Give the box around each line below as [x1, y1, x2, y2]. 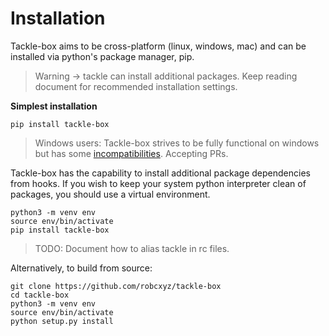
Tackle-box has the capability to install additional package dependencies [10, 167, 311, 179]
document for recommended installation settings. [34, 80, 238, 92]
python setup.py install [10, 316, 114, 326]
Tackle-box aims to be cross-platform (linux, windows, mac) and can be [10, 40, 307, 52]
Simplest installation [10, 100, 98, 112]
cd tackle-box [10, 290, 70, 300]
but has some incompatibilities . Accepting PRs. [34, 147, 229, 159]
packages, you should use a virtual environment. [10, 188, 211, 200]
